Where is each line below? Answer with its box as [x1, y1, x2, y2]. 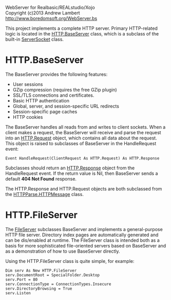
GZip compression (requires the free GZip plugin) [12, 86, 117, 93]
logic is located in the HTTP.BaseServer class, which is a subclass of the [5, 31, 159, 37]
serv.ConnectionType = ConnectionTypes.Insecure [5, 281, 111, 287]
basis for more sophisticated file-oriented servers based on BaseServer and [5, 242, 166, 249]
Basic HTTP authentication [12, 97, 69, 103]
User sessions [12, 81, 43, 87]
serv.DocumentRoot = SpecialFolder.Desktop [5, 272, 100, 277]
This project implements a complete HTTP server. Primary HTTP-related [5, 25, 158, 31]
